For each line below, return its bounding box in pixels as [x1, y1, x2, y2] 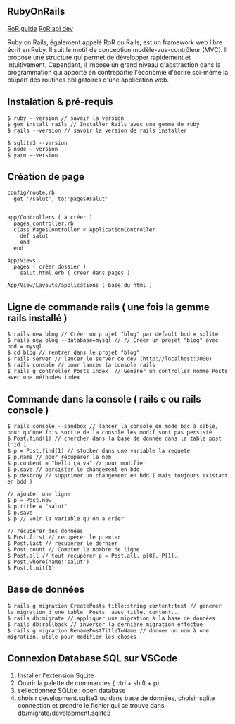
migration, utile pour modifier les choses [7, 633, 137, 640]
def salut [20, 233, 49, 240]
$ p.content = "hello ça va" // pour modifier [7, 460, 146, 467]
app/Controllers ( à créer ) [7, 214, 93, 221]
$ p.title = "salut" [7, 503, 68, 510]
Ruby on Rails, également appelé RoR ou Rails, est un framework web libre [7, 38, 223, 47]
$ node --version [7, 145, 58, 152]
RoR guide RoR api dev [7, 24, 74, 32]
